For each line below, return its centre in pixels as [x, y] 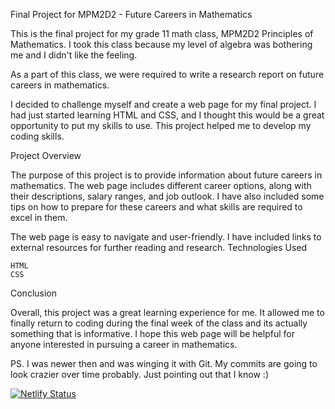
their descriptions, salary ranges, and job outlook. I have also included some [167, 196]
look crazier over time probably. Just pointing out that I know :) [139, 374]
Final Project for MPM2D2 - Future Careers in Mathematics [131, 14]
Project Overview [46, 155]
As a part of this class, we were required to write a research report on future [167, 74]
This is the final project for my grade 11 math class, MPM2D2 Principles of [162, 33]
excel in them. [39, 217]
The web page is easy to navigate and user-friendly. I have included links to [166, 237]
